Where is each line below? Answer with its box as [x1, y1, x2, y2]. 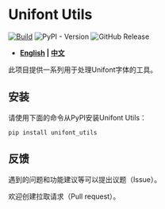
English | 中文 [19, 47, 65, 57]
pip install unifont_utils [8, 128, 98, 136]
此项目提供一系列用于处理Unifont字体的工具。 [8, 65, 158, 74]
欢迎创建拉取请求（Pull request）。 [8, 192, 121, 201]
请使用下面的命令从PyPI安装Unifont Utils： [8, 112, 147, 122]
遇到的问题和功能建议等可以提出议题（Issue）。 [8, 174, 161, 184]
